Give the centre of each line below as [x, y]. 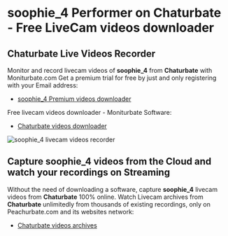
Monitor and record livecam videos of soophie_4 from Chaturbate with [110, 70]
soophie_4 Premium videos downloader [74, 99]
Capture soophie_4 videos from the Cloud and [109, 161]
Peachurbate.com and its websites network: [71, 211]
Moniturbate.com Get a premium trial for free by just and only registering [112, 78]
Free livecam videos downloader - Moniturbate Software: [90, 112]
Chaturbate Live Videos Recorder [81, 54]
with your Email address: [43, 85]
